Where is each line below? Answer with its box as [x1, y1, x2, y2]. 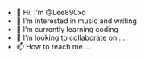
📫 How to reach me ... [15, 42, 91, 51]
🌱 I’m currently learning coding [15, 25, 119, 33]
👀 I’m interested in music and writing [15, 16, 137, 26]
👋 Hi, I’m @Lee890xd [15, 8, 86, 17]
